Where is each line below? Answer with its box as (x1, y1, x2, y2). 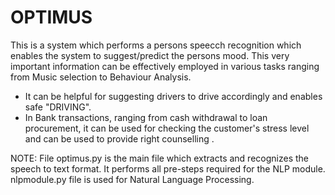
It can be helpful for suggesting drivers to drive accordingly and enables (24, 90, 323, 102)
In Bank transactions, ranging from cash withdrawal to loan (24, 111, 268, 123)
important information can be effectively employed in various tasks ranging (10, 60, 320, 72)
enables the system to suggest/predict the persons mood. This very (10, 49, 290, 61)
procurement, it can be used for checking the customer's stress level (24, 122, 310, 134)
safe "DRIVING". (24, 101, 92, 113)
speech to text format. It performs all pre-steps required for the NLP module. (10, 162, 326, 175)
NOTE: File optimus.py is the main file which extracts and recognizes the (10, 152, 309, 164)
